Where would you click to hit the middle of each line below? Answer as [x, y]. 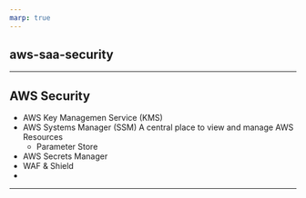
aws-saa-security [61, 55]
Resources [43, 137]
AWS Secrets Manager [65, 156]
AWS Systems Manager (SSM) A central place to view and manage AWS [158, 127]
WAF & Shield [48, 166]
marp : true [30, 18]
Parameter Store [67, 147]
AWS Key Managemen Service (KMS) [93, 118]
